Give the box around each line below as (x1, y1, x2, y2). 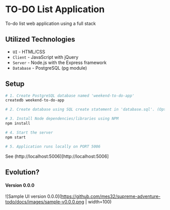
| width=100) (85, 199, 112, 205)
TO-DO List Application (5, 4, 105, 15)
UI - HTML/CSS (12, 48, 46, 54)
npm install (5, 121, 30, 126)
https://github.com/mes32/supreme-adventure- (61, 193, 161, 199)
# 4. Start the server (5, 130, 53, 135)
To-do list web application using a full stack (5, 20, 96, 26)
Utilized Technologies (5, 35, 75, 44)
